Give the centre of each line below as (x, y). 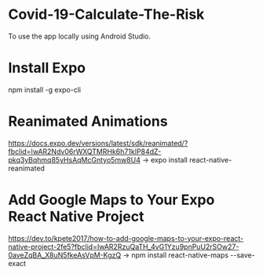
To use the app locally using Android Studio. (80, 36)
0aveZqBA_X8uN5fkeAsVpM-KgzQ (65, 255)
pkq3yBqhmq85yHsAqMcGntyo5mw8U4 (75, 159)
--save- (243, 255)
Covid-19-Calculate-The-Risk (106, 15)
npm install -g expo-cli (44, 90)
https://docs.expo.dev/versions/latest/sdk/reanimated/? (98, 143)
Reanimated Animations (88, 121)
